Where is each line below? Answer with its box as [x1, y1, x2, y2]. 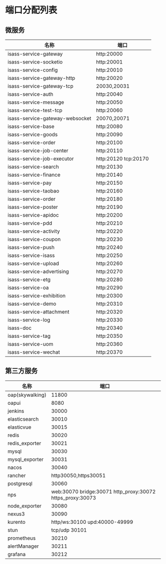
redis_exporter [7, 439, 41, 446]
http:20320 [96, 309, 123, 315]
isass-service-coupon [7, 236, 61, 243]
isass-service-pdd [7, 220, 52, 226]
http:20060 [96, 107, 123, 114]
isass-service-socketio [7, 59, 63, 65]
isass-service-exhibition [7, 292, 66, 299]
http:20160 [96, 188, 123, 194]
